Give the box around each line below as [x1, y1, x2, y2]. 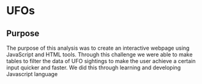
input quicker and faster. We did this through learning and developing [6, 64, 181, 71]
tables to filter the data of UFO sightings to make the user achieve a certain [6, 58, 196, 64]
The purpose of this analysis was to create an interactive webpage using [6, 44, 190, 52]
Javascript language [6, 71, 58, 77]
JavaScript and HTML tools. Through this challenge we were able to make [6, 51, 193, 58]
